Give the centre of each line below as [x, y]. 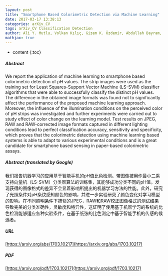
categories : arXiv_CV [28, 24]
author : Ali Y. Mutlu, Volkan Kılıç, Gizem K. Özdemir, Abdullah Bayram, [84, 33]
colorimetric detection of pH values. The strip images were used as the [78, 81]
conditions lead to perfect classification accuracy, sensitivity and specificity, [84, 129]
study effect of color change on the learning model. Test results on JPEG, [81, 119]
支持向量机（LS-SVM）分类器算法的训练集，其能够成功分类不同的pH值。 [80, 182]
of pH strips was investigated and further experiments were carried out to [81, 113]
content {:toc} [27, 52]
